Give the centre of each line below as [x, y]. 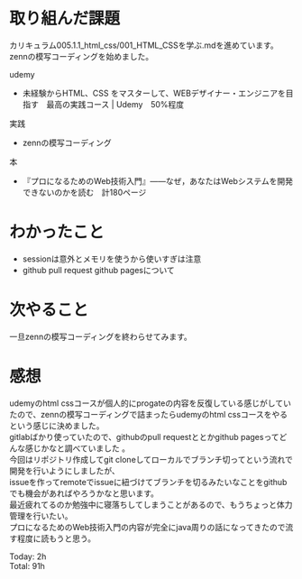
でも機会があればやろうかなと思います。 [84, 493]
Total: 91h [27, 565]
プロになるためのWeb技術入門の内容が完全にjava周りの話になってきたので [147, 527]
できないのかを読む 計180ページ [84, 192]
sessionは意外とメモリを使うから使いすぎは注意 [112, 259]
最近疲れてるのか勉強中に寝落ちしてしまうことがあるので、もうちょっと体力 [151, 504]
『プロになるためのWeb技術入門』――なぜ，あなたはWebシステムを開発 [158, 180]
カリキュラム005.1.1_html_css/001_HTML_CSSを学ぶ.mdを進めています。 [144, 45]
